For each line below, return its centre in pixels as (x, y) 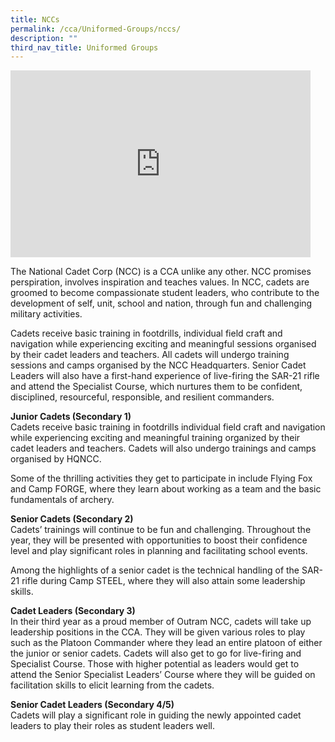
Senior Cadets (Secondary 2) (72, 519)
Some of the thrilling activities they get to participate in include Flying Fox (161, 478)
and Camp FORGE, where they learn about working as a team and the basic (166, 489)
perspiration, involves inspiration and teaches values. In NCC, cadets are (160, 282)
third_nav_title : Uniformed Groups (84, 47)
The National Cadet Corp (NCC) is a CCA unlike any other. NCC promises (161, 272)
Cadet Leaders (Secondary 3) (73, 611)
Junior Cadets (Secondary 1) (71, 417)
